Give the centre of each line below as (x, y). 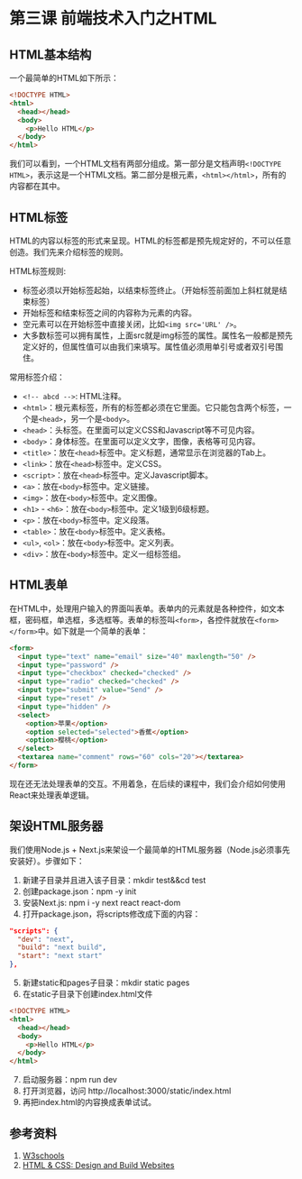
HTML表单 (39, 585)
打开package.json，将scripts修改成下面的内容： (111, 914)
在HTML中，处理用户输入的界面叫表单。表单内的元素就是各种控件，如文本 (147, 608)
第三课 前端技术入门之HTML (114, 18)
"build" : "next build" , (62, 947)
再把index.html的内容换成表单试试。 (89, 1102)
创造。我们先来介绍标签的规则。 (69, 251)
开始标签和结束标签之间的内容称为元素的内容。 (109, 313)
